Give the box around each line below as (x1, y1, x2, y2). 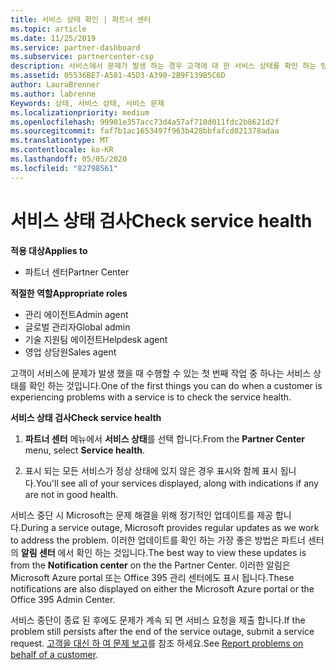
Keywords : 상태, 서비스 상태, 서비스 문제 (10, 98, 165, 108)
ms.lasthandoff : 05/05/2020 (10, 154, 128, 164)
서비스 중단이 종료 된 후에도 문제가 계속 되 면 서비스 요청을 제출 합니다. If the (10, 614, 306, 626)
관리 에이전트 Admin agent (24, 308, 129, 320)
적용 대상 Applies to (10, 244, 88, 256)
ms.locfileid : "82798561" (10, 163, 118, 173)
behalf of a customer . (10, 648, 99, 660)
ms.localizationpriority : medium (10, 107, 150, 118)
